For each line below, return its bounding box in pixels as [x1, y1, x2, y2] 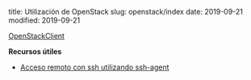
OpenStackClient [8, 32, 65, 40]
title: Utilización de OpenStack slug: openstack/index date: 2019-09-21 [8, 7, 244, 16]
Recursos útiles [8, 47, 62, 56]
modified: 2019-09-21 [8, 15, 81, 25]
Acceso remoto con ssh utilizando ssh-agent [19, 62, 169, 72]
